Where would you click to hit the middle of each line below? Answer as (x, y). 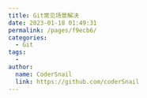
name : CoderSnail (44, 74)
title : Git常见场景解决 (43, 15)
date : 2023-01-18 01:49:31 (53, 23)
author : (21, 67)
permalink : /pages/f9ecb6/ (53, 30)
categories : (28, 38)
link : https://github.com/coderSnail (77, 81)
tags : (17, 52)
